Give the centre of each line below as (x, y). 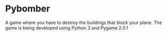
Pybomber (28, 9)
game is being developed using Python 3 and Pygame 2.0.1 (67, 27)
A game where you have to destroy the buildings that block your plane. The (83, 22)
